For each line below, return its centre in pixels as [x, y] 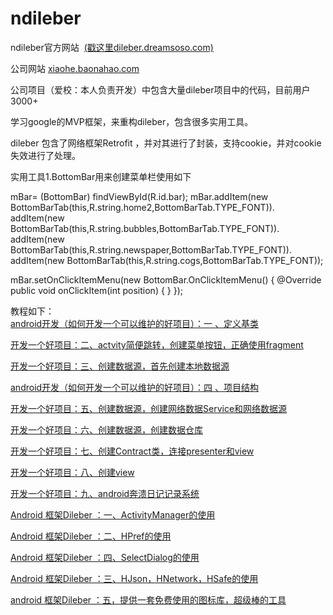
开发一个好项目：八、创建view [72, 472]
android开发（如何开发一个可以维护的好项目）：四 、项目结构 [135, 387]
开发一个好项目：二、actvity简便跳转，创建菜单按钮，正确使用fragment [157, 344]
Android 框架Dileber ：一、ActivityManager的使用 [113, 514]
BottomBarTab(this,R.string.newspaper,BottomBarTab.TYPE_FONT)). [151, 249]
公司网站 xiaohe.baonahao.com [75, 68]
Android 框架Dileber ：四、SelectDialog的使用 [105, 557]
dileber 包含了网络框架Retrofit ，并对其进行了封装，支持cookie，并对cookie [166, 143]
